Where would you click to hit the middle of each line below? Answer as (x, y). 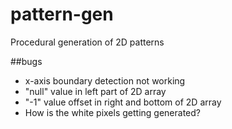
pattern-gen (62, 14)
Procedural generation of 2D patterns (87, 42)
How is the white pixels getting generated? (112, 112)
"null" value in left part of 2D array (95, 91)
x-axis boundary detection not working (105, 80)
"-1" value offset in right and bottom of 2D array (123, 102)
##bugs (26, 61)
